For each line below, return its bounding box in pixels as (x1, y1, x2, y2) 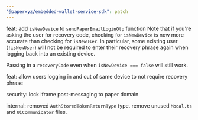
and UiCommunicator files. (6, 108, 67, 115)
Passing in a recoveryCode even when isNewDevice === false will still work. (6, 61, 188, 69)
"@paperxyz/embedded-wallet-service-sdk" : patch (6, 8, 128, 15)
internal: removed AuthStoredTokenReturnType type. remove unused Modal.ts (6, 102, 192, 109)
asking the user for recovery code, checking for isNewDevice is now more (6, 31, 184, 38)
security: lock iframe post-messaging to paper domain (6, 90, 139, 98)
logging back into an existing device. (6, 50, 96, 57)
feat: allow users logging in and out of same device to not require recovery (6, 73, 188, 80)
